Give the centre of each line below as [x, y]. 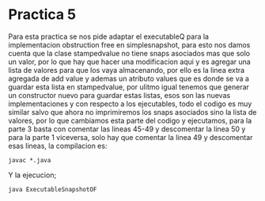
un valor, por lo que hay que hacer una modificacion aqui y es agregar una [129, 62]
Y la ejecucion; [32, 175]
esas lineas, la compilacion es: [58, 146]
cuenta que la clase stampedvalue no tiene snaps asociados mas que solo [129, 53]
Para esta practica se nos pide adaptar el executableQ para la [109, 36]
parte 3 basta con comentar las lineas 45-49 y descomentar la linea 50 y [127, 129]
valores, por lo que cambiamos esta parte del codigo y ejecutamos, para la [130, 120]
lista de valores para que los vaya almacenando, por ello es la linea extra [127, 70]
